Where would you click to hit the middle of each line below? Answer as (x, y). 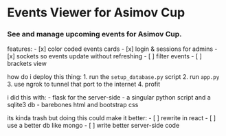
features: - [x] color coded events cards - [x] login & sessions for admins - (112, 49)
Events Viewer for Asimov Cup (96, 13)
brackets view (27, 64)
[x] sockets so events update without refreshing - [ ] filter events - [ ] (105, 56)
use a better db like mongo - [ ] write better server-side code (93, 126)
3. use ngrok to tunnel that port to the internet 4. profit (84, 84)
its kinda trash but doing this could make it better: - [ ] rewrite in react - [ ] (112, 118)
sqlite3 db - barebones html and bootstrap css (73, 105)
